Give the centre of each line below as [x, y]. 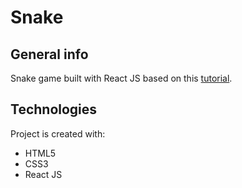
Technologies [54, 109]
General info [49, 54]
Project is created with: [58, 133]
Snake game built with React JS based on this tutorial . [121, 78]
